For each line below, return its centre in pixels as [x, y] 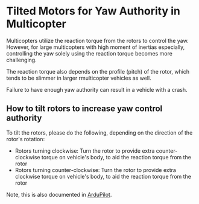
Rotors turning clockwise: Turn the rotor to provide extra [85, 151]
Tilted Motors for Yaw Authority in [93, 11]
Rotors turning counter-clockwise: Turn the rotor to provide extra [96, 170]
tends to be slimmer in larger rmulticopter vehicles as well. [79, 78]
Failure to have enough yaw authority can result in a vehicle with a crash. [97, 89]
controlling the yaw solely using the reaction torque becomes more [90, 53]
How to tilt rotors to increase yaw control [84, 109]
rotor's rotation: [26, 139]
